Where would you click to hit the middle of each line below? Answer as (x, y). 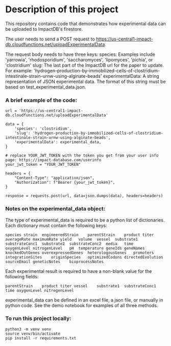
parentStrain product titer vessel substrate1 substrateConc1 (81, 286)
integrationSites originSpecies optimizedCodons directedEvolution (84, 257)
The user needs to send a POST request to (50, 39)
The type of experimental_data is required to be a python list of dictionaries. (85, 220)
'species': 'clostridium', (43, 129)
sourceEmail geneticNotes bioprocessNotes (54, 262)
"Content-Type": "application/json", (55, 178)
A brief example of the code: (41, 100)
